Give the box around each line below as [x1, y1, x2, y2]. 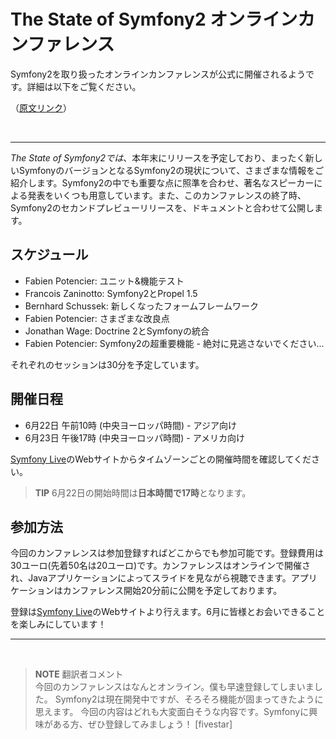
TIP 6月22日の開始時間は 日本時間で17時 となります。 [34, 486, 252, 499]
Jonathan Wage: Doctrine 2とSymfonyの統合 [24, 325, 210, 337]
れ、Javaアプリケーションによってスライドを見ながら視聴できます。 [10, 572, 292, 584]
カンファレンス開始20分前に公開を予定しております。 [62, 585, 283, 597]
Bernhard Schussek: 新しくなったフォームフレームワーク [24, 300, 260, 312]
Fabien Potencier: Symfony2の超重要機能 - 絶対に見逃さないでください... [24, 337, 325, 349]
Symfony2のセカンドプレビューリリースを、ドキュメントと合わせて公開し [10, 201, 315, 214]
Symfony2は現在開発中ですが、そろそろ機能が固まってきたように [54, 693, 324, 705]
